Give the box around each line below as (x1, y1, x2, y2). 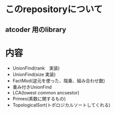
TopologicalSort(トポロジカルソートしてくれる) (12, 102, 111, 108)
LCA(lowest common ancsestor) (12, 89, 80, 95)
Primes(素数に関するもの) (12, 95, 66, 101)
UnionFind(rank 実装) (12, 65, 60, 71)
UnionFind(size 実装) (12, 71, 56, 77)
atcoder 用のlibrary (5, 25, 67, 34)
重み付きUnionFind (12, 84, 52, 90)
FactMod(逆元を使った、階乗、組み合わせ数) (12, 78, 105, 84)
